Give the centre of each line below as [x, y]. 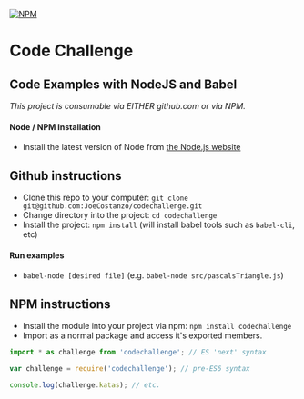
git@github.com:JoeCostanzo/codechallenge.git [112, 206]
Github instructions [66, 176]
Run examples [37, 255]
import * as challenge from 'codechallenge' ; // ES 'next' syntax [138, 353]
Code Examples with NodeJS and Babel [123, 84]
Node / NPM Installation [56, 126]
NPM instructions [60, 304]
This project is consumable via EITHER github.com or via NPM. [127, 106]
